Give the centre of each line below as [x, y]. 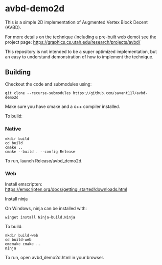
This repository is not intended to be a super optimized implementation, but [81, 52]
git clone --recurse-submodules [38, 93]
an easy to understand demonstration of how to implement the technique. [79, 56]
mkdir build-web [22, 236]
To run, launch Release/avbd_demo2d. [44, 161]
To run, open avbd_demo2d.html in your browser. [55, 258]
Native [13, 129]
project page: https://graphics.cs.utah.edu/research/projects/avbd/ [73, 42]
